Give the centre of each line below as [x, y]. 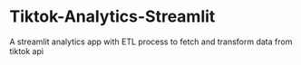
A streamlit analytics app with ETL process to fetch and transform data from [151, 42]
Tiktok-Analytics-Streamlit [112, 17]
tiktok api [26, 51]
